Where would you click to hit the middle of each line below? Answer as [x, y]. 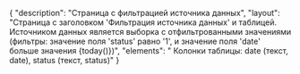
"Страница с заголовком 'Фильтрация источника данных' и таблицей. [143, 22]
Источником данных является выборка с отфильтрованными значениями [150, 32]
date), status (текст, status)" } [64, 60]
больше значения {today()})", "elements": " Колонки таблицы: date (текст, [149, 51]
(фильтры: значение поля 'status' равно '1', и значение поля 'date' [135, 41]
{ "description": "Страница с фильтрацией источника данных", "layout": [145, 13]
